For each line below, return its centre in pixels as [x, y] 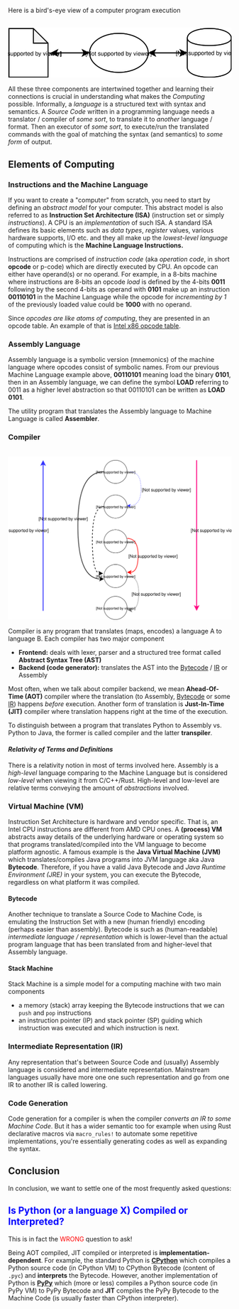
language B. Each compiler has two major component [86, 639]
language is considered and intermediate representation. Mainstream [109, 1069]
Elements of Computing [61, 164]
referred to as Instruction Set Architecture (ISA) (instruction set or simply [116, 215]
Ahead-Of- [202, 689]
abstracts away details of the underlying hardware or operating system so [116, 837]
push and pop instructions [55, 1013]
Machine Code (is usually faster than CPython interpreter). [94, 1298]
